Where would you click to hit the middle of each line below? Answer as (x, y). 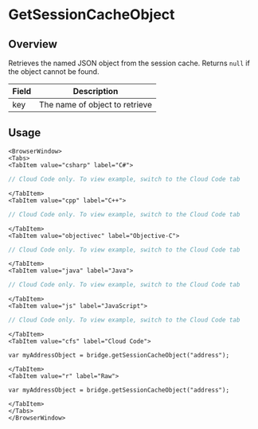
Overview (33, 44)
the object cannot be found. (54, 72)
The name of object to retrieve (96, 105)
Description (96, 91)
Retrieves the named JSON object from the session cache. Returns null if (129, 63)
